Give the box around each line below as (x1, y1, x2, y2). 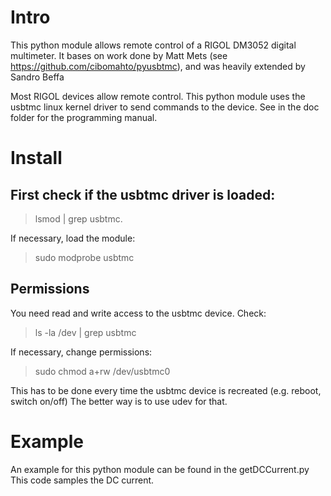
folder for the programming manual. (10, 111, 158, 123)
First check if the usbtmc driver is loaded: (10, 186, 276, 203)
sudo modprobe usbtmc (34, 251, 135, 263)
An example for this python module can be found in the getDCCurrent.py (10, 463, 310, 475)
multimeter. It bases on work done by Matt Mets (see (10, 49, 228, 61)
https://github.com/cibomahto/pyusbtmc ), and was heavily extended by (10, 60, 306, 72)
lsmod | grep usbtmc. (34, 212, 123, 225)
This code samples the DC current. (10, 474, 155, 486)
